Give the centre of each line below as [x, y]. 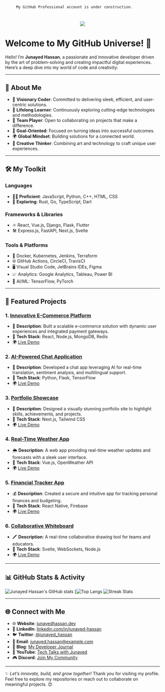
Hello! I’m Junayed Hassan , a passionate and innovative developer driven [80, 57]
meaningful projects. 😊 [29, 684]
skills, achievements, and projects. [47, 414]
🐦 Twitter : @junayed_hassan [42, 634]
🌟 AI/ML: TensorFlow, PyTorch [43, 281]
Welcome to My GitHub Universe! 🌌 [78, 43]
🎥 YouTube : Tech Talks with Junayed [50, 652]
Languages [19, 186]
